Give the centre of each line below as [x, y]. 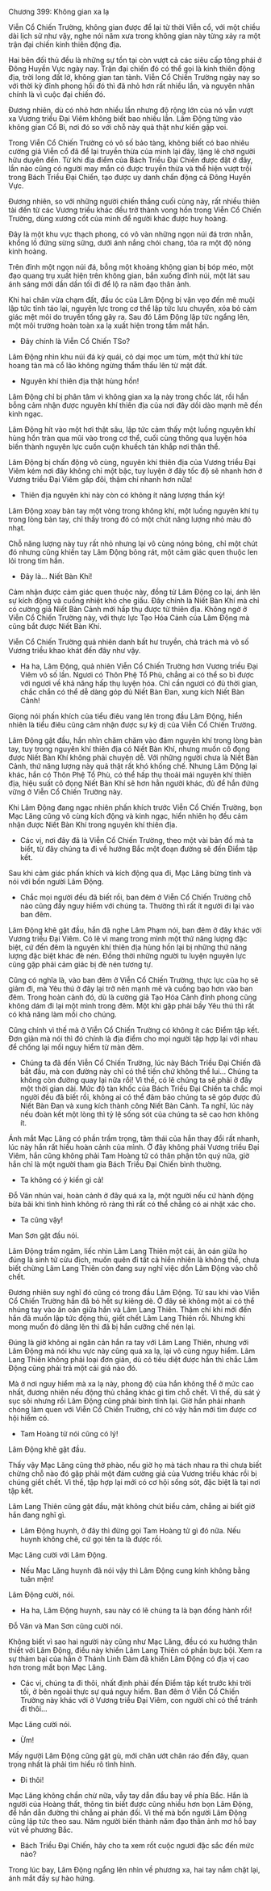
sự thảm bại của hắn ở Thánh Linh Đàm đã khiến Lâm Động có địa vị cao [129, 1659]
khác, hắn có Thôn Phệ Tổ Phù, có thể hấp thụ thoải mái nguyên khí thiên [130, 775]
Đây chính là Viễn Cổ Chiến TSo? [75, 341]
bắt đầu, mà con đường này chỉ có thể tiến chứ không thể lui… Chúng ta [139, 1071]
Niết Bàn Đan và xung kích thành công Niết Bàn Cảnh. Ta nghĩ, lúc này [137, 1106]
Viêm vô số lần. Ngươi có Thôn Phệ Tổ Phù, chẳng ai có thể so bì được [137, 675]
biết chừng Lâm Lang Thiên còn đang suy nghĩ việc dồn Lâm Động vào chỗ [133, 1268]
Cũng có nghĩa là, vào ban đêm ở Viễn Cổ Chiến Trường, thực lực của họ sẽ [134, 980]
